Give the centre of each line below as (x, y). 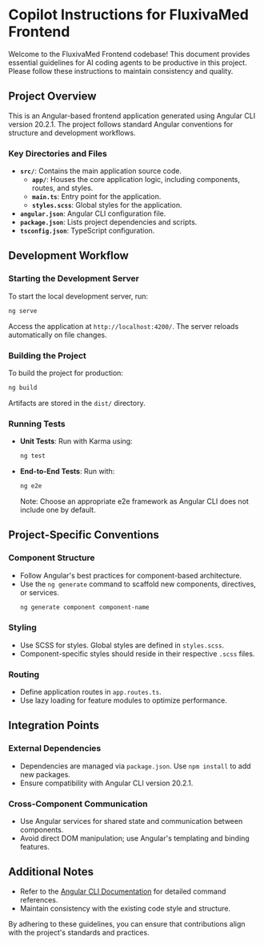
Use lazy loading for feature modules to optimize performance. (124, 700)
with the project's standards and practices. (79, 932)
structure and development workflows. (72, 132)
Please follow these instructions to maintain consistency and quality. (121, 71)
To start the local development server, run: (78, 296)
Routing (24, 674)
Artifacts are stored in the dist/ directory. (77, 403)
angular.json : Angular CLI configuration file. (93, 213)
